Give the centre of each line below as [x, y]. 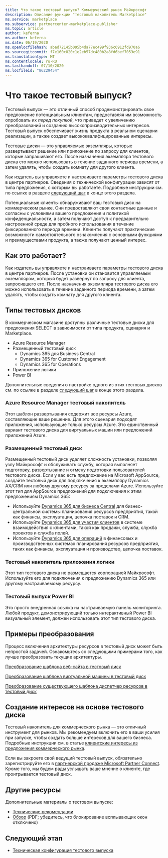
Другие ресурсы [33, 790]
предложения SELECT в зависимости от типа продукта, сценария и [78, 328]
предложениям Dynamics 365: [38, 497]
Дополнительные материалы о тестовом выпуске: [59, 802]
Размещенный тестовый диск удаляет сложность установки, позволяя [81, 459]
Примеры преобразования [50, 634]
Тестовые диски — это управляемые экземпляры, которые [69, 146]
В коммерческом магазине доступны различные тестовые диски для [80, 323]
